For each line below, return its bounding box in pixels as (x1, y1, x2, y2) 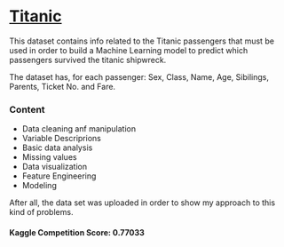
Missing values (21, 152, 77, 163)
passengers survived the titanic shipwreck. (9, 54, 167, 65)
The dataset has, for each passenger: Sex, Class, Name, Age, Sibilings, (9, 71, 269, 82)
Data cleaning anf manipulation (21, 123, 136, 134)
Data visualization (21, 162, 88, 172)
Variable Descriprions (21, 133, 102, 144)
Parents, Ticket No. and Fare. (9, 81, 116, 92)
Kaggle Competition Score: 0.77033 (9, 227, 145, 237)
